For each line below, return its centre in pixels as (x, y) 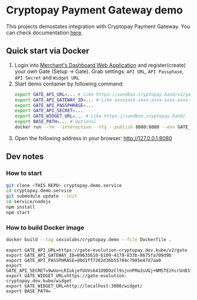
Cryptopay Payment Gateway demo (94, 10)
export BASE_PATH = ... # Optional (55, 122)
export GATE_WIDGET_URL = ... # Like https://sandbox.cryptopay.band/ (100, 116)
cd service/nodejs (28, 202)
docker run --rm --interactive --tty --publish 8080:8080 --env (95, 127)
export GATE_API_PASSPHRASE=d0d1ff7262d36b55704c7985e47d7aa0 (84, 260)
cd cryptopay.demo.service (39, 191)
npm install (21, 207)
